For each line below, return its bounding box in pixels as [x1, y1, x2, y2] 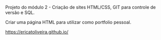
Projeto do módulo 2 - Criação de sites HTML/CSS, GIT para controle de [5, 4, 156, 10]
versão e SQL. [5, 9, 35, 15]
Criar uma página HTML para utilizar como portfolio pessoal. [5, 19, 132, 25]
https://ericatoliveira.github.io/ [5, 29, 68, 34]
